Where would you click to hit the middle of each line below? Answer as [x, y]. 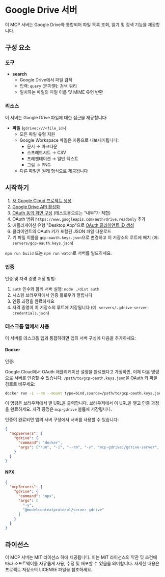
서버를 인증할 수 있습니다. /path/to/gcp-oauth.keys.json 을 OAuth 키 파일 [86, 378]
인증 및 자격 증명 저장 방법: [31, 279]
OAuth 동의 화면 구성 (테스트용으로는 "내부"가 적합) [61, 213]
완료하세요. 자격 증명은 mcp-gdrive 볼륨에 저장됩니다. [61, 409]
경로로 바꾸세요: [20, 384]
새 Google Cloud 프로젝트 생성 [42, 200]
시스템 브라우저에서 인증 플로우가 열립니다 [52, 295]
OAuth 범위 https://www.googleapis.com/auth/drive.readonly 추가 [79, 219]
